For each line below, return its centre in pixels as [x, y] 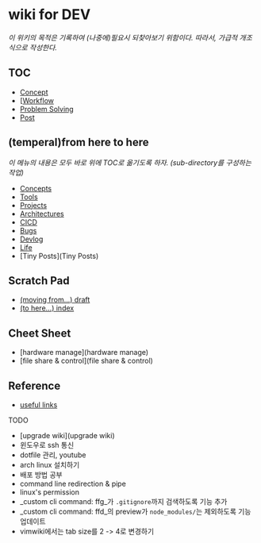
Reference [35, 385]
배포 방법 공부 [41, 475]
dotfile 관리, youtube [53, 455]
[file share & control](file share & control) [86, 361]
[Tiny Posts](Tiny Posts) [59, 256]
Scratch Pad [39, 281]
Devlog [31, 239]
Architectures [42, 214]
